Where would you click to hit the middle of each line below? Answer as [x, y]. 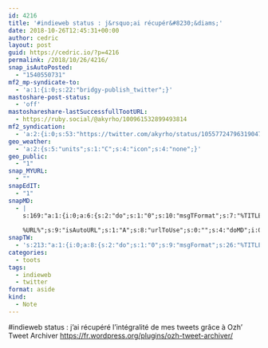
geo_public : [28, 156]
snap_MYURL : [28, 171]
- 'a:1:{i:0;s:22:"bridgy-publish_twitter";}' [94, 90]
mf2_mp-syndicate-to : [44, 82]
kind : [17, 297]
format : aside [32, 290]
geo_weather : [30, 141]
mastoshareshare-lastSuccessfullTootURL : [78, 112]
